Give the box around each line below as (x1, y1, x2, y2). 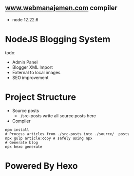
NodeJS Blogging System (5, 34, 111, 45)
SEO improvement (12, 75, 49, 80)
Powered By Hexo (5, 160, 78, 171)
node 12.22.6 (12, 16, 38, 22)
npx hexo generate (5, 144, 42, 149)
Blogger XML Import (12, 64, 53, 70)
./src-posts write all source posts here (19, 112, 96, 118)
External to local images (12, 69, 61, 75)
